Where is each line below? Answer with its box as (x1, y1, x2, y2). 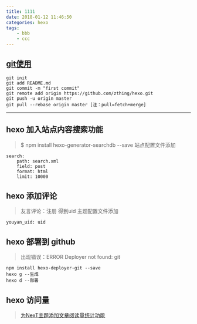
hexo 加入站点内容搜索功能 (6, 124, 104, 135)
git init (6, 75, 28, 81)
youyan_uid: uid (6, 220, 46, 225)
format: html (16, 168, 49, 174)
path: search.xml (16, 158, 59, 164)
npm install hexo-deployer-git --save (6, 265, 101, 271)
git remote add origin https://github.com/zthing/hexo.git (6, 90, 154, 96)
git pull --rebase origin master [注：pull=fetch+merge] (6, 102, 147, 107)
